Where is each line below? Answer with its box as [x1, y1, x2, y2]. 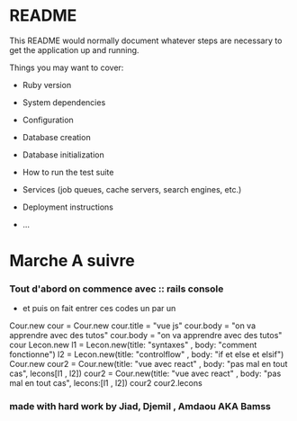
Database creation [22, 131, 92, 142]
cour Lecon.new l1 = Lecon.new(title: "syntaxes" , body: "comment [9, 339, 257, 351]
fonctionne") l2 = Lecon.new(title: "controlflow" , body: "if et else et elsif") [9, 349, 284, 360]
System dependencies [22, 96, 106, 108]
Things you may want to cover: [9, 62, 124, 73]
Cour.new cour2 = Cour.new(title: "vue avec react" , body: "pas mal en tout [9, 359, 288, 370]
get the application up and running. [9, 44, 139, 55]
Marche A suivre [9, 251, 135, 271]
